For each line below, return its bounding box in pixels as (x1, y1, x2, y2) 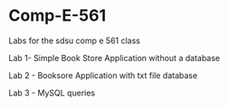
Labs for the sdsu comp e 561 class (8, 35, 141, 46)
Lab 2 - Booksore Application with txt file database (8, 69, 198, 81)
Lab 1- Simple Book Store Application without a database (8, 52, 221, 63)
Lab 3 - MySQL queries (8, 87, 96, 98)
